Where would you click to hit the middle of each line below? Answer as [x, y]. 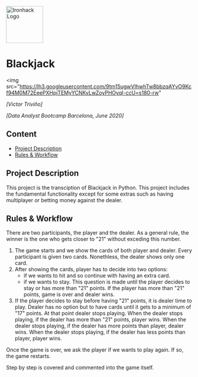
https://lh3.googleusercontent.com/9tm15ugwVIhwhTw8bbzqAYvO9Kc [106, 86]
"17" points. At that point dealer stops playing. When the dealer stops [99, 313]
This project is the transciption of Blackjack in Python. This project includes [98, 187]
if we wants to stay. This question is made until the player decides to [107, 282]
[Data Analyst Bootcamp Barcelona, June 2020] [65, 115]
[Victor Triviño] [25, 104]
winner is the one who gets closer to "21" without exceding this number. [94, 239]
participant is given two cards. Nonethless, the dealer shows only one [100, 257]
